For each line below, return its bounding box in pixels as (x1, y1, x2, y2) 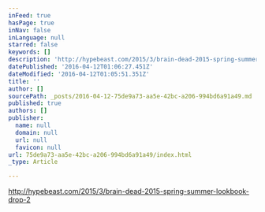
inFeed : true (8, 11, 51, 20)
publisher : (8, 114, 44, 122)
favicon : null (15, 143, 62, 151)
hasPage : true (8, 19, 55, 27)
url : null (15, 136, 47, 144)
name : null (15, 121, 51, 129)
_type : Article (8, 158, 58, 166)
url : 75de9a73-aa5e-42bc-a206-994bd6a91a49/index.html (8, 151, 192, 158)
